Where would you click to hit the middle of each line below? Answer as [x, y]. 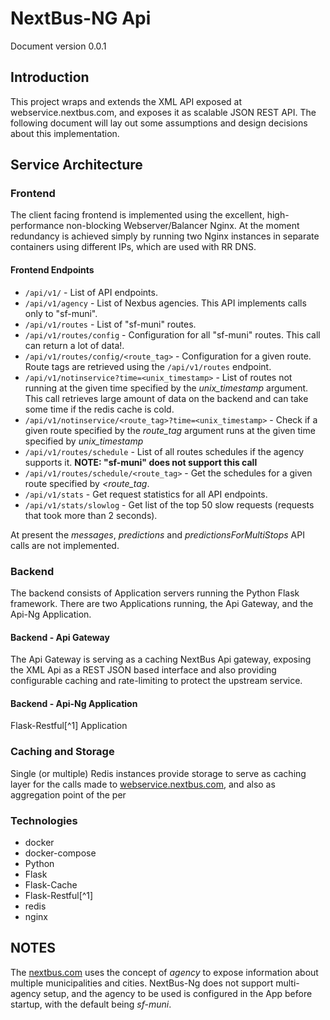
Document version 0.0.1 [58, 46]
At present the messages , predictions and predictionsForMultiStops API [157, 534]
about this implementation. [65, 133]
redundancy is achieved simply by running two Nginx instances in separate [165, 236]
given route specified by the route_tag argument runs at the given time [170, 430]
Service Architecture [76, 165]
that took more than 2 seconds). [91, 515]
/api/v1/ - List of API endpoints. [91, 292]
